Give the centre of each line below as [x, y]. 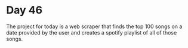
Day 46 [24, 10]
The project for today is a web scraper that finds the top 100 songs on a [94, 26]
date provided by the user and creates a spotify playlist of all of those [92, 32]
